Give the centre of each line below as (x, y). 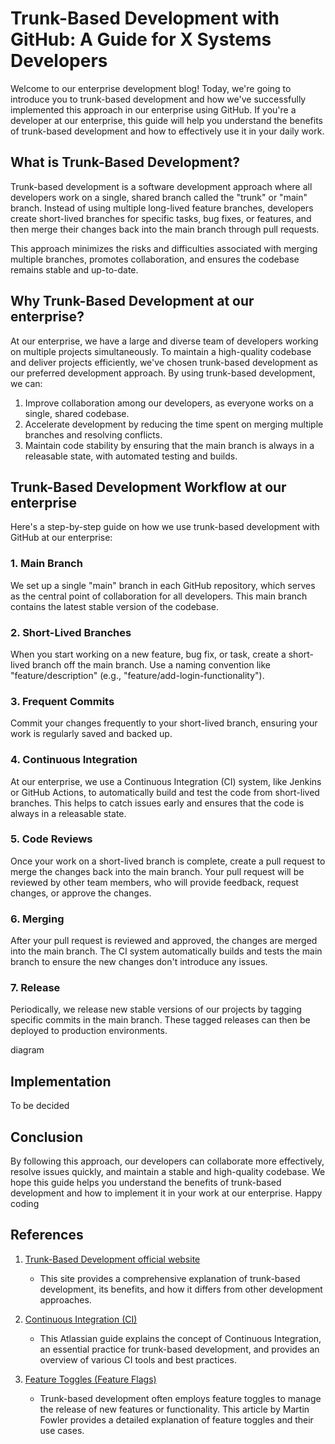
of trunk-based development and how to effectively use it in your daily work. (167, 131)
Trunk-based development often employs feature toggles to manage (180, 1398)
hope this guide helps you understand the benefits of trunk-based (146, 1183)
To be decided (40, 1106)
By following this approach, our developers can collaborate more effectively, (167, 1161)
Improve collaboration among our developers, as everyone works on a (169, 403)
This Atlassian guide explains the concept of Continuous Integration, (180, 1338)
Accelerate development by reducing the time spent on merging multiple (174, 424)
